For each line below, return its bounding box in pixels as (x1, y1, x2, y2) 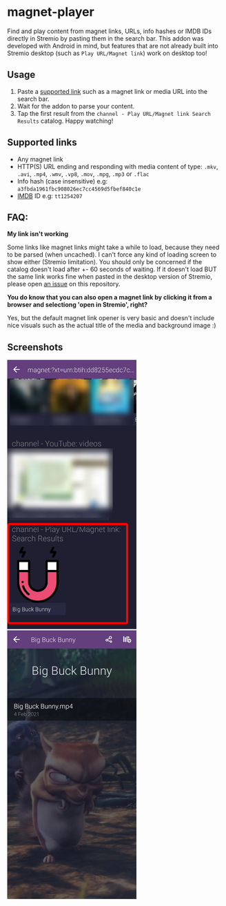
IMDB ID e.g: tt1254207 (17, 191, 83, 200)
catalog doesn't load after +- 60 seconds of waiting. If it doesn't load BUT (7, 265, 217, 273)
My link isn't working (7, 230, 69, 238)
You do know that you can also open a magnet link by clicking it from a (7, 293, 212, 302)
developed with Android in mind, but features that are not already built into (7, 41, 218, 50)
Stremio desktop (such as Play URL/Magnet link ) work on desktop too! (7, 49, 208, 57)
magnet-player (7, 4, 94, 20)
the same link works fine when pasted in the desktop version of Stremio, (7, 273, 212, 281)
